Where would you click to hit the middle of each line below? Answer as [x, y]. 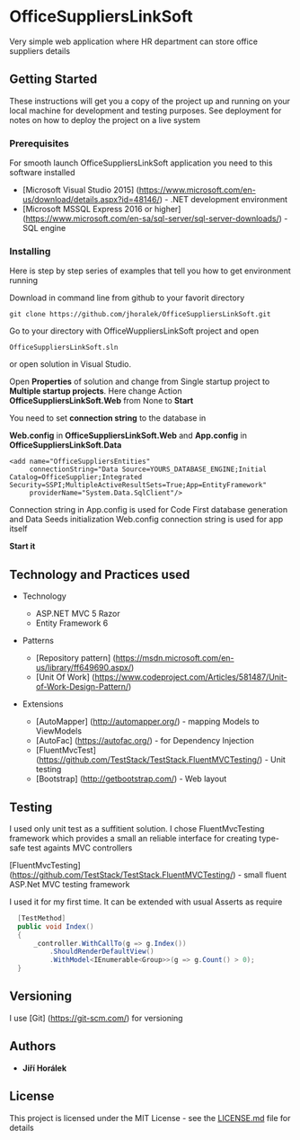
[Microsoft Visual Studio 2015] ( [80, 190]
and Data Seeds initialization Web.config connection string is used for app [146, 520]
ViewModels [59, 731]
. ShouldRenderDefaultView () [101, 952]
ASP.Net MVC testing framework [70, 884]
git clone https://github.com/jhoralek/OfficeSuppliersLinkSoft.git [140, 315]
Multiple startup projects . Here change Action [96, 391]
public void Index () [56, 926]
